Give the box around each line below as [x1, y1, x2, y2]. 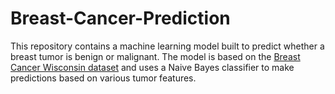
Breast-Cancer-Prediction [10, 7, 231, 30]
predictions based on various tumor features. [10, 72, 197, 84]
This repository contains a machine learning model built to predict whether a [10, 40, 325, 52]
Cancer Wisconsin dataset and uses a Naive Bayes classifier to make [10, 61, 295, 73]
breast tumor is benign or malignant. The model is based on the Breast [10, 50, 301, 62]
